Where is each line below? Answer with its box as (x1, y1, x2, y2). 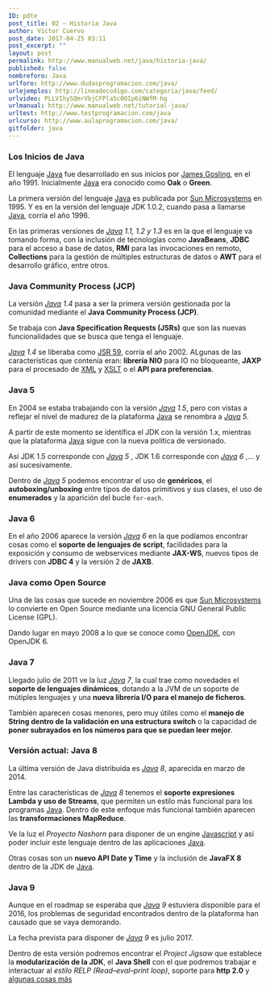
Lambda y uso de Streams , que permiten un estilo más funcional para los (8, 796, 253, 806)
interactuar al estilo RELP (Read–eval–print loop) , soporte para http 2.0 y (8, 965, 250, 976)
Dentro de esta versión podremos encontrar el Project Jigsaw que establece (8, 948, 262, 958)
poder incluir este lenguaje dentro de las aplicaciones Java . (8, 837, 206, 847)
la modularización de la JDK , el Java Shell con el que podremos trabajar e (8, 957, 257, 967)
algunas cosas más (8, 974, 73, 984)
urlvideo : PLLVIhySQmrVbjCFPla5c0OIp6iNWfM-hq (8, 94, 168, 102)
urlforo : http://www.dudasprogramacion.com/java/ (8, 79, 179, 87)
